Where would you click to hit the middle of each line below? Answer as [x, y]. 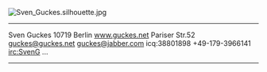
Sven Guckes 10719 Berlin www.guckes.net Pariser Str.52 [102, 35]
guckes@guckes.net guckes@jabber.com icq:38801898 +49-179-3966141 [130, 43]
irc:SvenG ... [28, 52]
